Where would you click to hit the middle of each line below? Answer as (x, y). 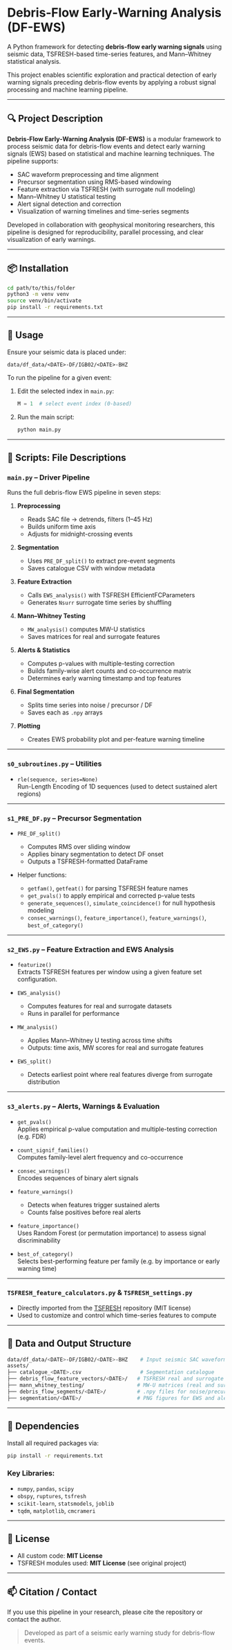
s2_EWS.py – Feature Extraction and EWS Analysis (90, 949)
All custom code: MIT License (60, 1555)
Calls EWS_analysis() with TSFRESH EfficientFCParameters (111, 595)
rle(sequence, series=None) (57, 780)
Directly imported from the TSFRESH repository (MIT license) (104, 1308)
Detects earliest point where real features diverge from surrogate (120, 1075)
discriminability (39, 1240)
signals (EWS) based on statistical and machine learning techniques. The (111, 153)
